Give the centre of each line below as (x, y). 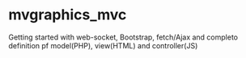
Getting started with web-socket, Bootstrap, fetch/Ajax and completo (123, 37)
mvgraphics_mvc (68, 15)
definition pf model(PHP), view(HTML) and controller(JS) (103, 45)
